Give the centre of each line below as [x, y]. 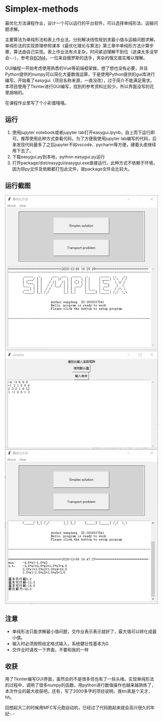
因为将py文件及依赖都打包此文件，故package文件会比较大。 [72, 169]
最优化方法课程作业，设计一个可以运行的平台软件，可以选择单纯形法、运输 [79, 23]
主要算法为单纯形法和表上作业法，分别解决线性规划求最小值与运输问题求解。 [81, 39]
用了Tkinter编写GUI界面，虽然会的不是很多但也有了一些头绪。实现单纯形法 [80, 679]
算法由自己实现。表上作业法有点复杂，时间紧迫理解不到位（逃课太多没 [83, 52]
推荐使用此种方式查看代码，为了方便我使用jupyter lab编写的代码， [87, 138]
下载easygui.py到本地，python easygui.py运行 [58, 156]
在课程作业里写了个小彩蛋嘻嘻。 [37, 103]
